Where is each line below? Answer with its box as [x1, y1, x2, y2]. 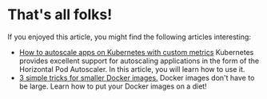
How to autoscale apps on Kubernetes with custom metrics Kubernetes [18, 47, 254, 57]
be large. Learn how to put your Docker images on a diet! [18, 81, 207, 91]
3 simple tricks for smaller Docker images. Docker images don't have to [18, 73, 255, 82]
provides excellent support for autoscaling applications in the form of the [18, 56, 260, 65]
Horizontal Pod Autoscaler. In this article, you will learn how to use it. [18, 64, 245, 73]
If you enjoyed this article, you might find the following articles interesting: [7, 32, 251, 42]
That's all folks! [7, 6, 113, 24]
